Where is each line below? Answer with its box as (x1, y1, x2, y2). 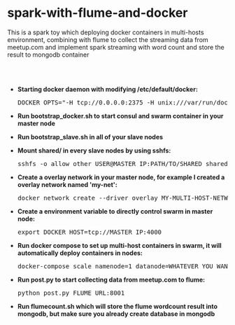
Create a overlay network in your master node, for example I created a (17, 173, 225, 181)
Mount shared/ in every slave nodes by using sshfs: (17, 146, 171, 155)
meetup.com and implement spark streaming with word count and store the (7, 43, 225, 51)
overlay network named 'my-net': (17, 180, 117, 188)
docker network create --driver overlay (17, 194, 159, 202)
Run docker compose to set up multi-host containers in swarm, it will (17, 241, 222, 249)
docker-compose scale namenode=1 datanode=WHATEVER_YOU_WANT (17, 262, 232, 270)
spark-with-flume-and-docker (7, 5, 188, 21)
